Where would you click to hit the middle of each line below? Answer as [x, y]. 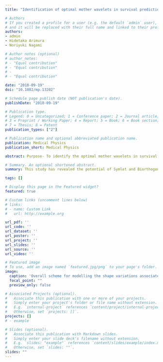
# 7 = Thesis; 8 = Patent [31, 125]
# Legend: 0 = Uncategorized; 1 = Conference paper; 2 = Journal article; [82, 116]
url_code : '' [18, 227]
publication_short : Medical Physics [42, 147]
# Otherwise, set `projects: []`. [42, 312]
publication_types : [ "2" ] [31, 130]
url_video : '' [19, 254]
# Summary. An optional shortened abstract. [51, 165]
